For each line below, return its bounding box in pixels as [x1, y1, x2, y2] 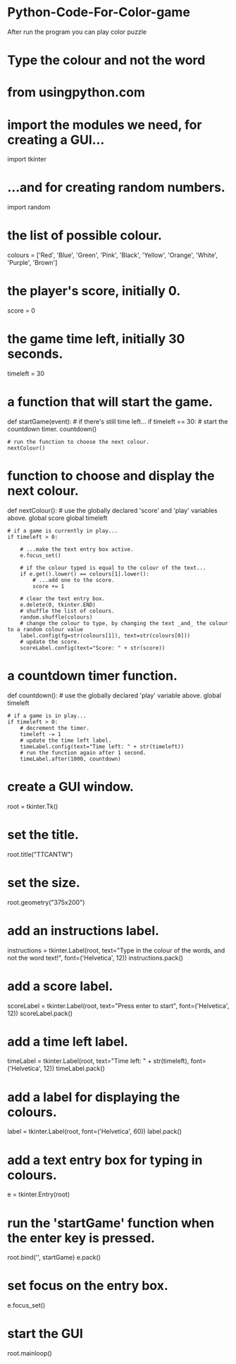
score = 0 [7, 306, 35, 315]
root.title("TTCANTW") [7, 850, 73, 858]
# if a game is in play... [7, 712, 87, 719]
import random [7, 203, 51, 211]
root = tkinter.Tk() [7, 802, 58, 810]
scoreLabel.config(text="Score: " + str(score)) [20, 644, 166, 652]
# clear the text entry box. [20, 595, 106, 602]
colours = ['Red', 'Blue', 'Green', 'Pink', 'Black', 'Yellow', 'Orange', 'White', [7, 251, 218, 259]
